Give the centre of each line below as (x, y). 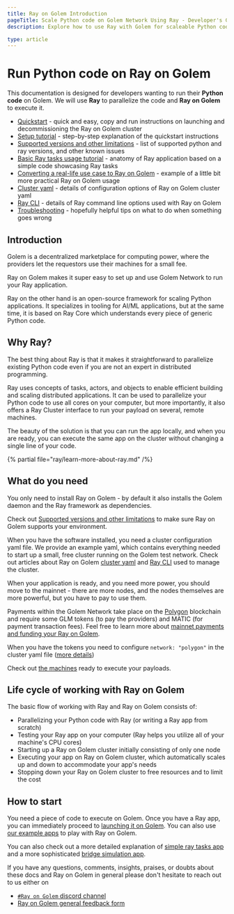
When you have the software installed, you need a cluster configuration (110, 540)
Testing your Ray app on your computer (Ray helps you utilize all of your (121, 735)
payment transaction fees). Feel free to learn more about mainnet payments (116, 626)
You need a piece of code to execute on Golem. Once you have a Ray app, (114, 818)
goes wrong (34, 218)
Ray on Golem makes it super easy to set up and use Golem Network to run (115, 277)
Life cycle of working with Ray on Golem (96, 690)
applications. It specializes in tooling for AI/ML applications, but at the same (116, 306)
